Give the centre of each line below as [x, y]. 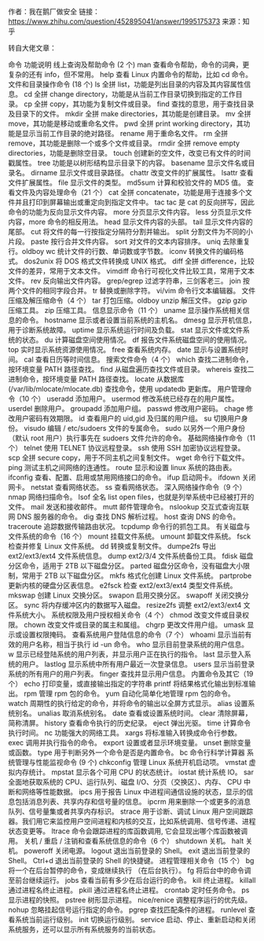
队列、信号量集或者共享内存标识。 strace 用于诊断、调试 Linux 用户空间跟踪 [131, 811]
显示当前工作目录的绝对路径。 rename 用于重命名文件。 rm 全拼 [125, 133]
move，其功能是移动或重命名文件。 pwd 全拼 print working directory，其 [126, 123]
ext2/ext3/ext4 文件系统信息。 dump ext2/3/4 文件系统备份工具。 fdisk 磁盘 [131, 556]
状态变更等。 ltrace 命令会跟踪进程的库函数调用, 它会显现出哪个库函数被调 [128, 831]
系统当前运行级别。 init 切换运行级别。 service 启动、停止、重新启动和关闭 [135, 919]
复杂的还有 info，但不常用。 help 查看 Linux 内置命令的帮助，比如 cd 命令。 [130, 74]
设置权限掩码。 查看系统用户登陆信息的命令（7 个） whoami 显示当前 [133, 634]
